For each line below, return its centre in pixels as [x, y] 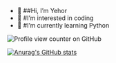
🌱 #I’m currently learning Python [63, 25]
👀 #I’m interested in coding [55, 18]
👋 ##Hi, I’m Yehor [42, 11]
